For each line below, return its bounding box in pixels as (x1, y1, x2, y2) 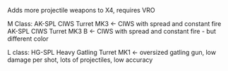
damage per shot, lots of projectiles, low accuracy (7, 56, 153, 64)
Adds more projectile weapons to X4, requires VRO (7, 6, 155, 14)
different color (7, 34, 49, 43)
